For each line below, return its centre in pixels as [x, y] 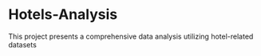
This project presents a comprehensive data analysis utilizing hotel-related [131, 36]
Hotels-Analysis [63, 15]
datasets [23, 44]
